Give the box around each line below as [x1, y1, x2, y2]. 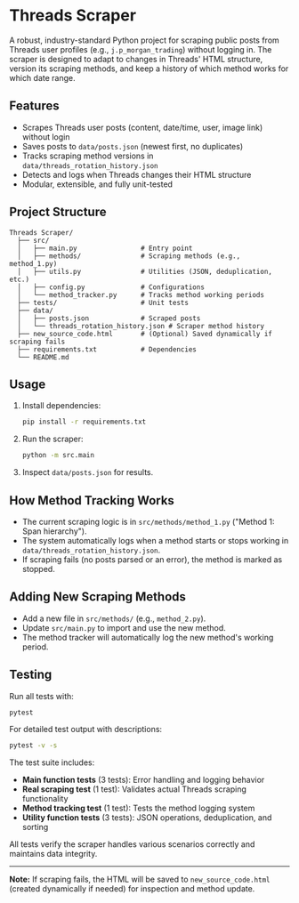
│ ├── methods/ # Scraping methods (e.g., [17, 251, 241, 261]
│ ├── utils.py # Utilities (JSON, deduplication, [17, 267, 273, 276]
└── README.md [17, 352, 69, 361]
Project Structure [9, 205, 107, 220]
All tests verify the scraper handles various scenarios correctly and [9, 839, 255, 850]
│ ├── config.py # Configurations [17, 282, 205, 292]
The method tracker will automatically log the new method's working [21, 632, 274, 642]
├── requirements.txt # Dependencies [17, 344, 198, 354]
